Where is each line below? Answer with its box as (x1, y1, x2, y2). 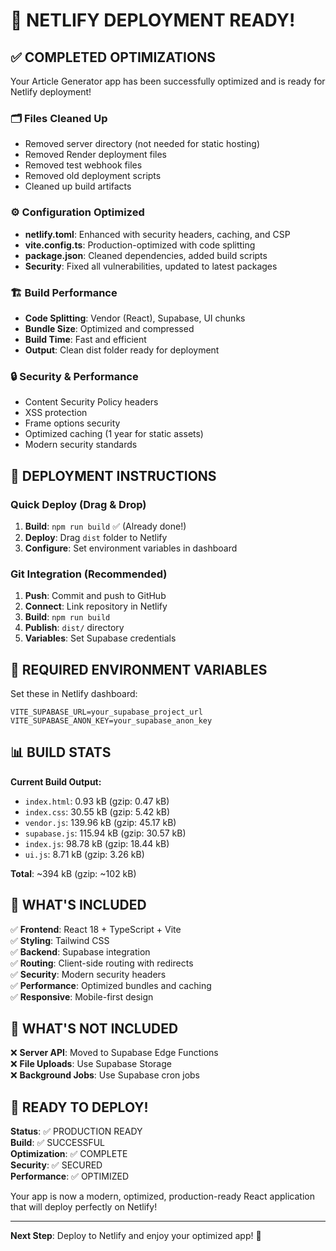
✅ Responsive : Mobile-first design (10, 990, 154, 1003)
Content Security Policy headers (24, 396, 159, 408)
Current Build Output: (10, 775, 102, 788)
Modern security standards (24, 439, 138, 451)
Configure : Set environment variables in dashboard (24, 542, 238, 554)
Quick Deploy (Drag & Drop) (10, 497, 147, 511)
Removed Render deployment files (24, 149, 168, 161)
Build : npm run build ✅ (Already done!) (24, 520, 187, 532)
